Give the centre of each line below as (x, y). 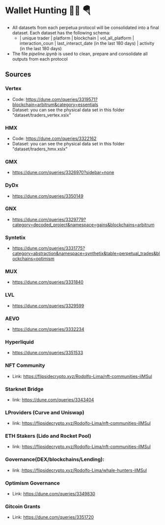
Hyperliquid (20, 342)
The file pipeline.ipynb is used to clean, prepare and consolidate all (80, 54)
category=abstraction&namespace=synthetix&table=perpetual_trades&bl (86, 253)
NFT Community (25, 365)
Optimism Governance (32, 483)
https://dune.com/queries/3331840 (48, 282)
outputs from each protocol (40, 59)
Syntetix (15, 237)
